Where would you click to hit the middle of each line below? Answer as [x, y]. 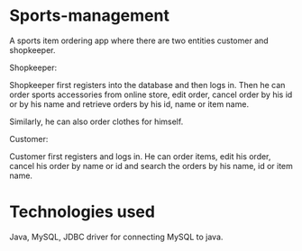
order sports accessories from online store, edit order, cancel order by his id [151, 94]
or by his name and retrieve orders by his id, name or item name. [129, 103]
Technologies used [82, 212]
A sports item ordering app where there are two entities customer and [139, 40]
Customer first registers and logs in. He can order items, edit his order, [140, 156]
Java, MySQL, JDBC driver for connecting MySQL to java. [116, 237]
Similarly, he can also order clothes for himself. [96, 121]
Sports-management [89, 16]
